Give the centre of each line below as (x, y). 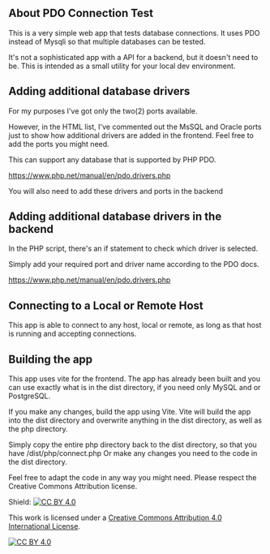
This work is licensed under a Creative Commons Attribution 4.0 (116, 517)
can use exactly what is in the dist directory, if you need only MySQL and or (135, 388)
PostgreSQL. (30, 396)
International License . (45, 526)
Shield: (20, 502)
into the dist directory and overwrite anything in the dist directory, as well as (135, 420)
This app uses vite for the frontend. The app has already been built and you (135, 379)
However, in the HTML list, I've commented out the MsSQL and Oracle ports (135, 127)
